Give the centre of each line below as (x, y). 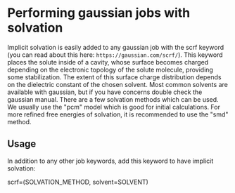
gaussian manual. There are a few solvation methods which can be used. (113, 99)
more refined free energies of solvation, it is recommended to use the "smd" (118, 114)
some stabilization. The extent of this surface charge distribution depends (114, 77)
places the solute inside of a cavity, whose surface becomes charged (108, 62)
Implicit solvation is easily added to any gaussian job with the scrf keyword (116, 47)
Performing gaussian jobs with (99, 13)
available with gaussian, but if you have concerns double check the (105, 92)
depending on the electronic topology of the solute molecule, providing (110, 69)
